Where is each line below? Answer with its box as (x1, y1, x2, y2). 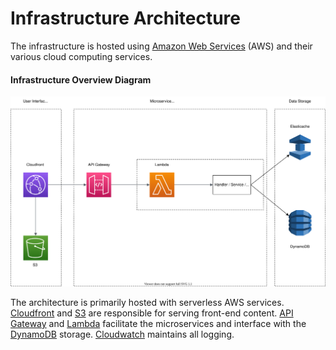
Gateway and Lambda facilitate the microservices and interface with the (10, 317, 307, 329)
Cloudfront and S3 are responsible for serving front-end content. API (10, 307, 294, 319)
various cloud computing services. (10, 50, 153, 62)
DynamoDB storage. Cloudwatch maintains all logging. (10, 328, 235, 340)
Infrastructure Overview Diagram (10, 73, 152, 86)
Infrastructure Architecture (10, 7, 242, 30)
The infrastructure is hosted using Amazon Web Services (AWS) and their (10, 40, 313, 52)
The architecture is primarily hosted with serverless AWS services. (10, 296, 285, 308)
